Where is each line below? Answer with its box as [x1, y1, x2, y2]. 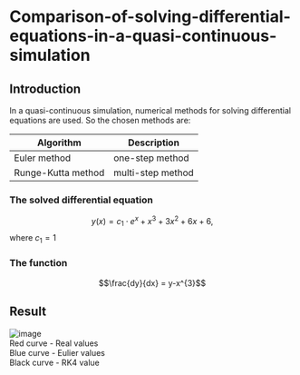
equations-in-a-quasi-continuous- [9, 25, 277, 46]
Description [128, 136, 179, 149]
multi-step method [112, 166, 195, 179]
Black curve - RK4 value [9, 357, 100, 368]
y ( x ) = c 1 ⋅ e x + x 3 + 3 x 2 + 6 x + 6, [91, 214, 214, 229]
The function [9, 257, 68, 270]
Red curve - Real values [9, 338, 99, 349]
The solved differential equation [9, 193, 154, 206]
